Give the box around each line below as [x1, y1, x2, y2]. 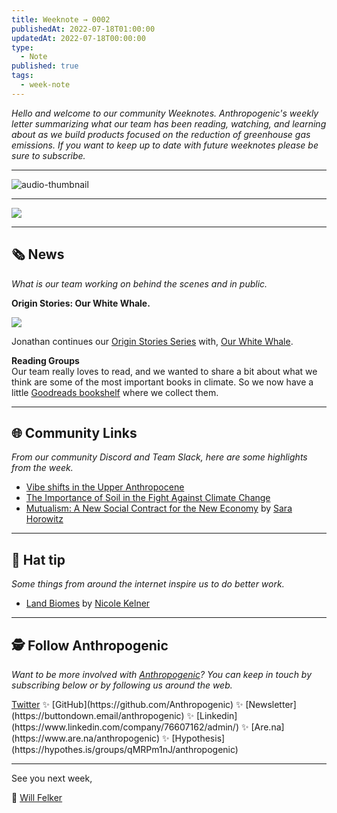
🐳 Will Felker [11, 792, 63, 803]
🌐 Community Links [11, 424, 138, 441]
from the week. [11, 462, 74, 474]
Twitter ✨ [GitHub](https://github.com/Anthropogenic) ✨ [11, 699, 244, 710]
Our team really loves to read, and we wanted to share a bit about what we [11, 365, 318, 377]
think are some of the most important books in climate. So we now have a [11, 376, 314, 388]
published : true [11, 61, 79, 71]
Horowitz [25, 513, 64, 525]
